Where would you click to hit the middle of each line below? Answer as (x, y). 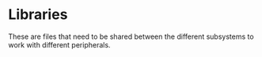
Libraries (38, 15)
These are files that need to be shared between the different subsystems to (131, 36)
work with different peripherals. (59, 44)
